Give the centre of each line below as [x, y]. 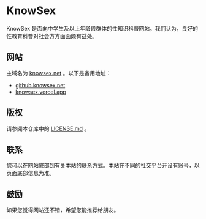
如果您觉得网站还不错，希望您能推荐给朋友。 [63, 210]
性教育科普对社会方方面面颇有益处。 [52, 36]
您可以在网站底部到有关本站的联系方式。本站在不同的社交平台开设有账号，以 [103, 165]
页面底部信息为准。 [31, 173]
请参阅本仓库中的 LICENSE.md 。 [48, 128]
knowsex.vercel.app [40, 92]
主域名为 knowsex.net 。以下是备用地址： [59, 73]
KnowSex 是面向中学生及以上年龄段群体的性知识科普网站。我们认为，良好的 [102, 28]
